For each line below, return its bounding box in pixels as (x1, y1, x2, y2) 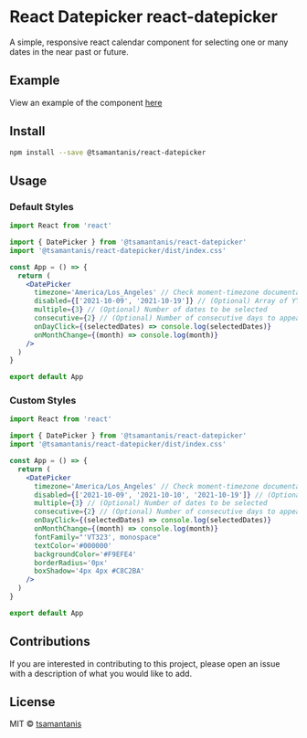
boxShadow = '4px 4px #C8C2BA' (33, 566, 145, 576)
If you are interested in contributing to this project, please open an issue (9, 658, 281, 669)
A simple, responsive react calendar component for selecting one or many (9, 37, 289, 47)
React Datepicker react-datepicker (9, 6, 279, 27)
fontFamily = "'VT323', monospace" (33, 532, 162, 542)
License (9, 694, 56, 710)
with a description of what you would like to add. (9, 668, 193, 679)
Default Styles (9, 200, 75, 213)
